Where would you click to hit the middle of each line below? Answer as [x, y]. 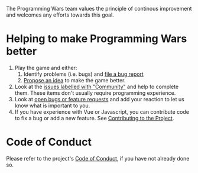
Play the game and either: [46, 68]
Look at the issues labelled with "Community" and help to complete [97, 86]
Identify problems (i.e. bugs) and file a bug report [83, 74]
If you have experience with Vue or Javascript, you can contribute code [102, 111]
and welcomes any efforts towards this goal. [60, 15]
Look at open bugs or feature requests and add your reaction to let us [99, 99]
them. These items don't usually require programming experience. [95, 93]
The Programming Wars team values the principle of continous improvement [99, 9]
